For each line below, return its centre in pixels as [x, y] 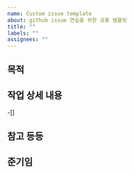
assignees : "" [28, 40]
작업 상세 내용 [35, 95]
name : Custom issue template [50, 14]
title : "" [22, 26]
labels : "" [23, 33]
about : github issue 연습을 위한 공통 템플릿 [67, 20]
